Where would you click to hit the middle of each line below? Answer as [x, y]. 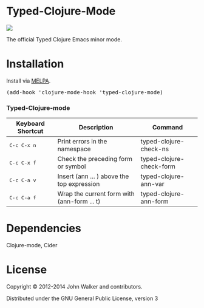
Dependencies [44, 228]
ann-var [152, 184]
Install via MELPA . [29, 81]
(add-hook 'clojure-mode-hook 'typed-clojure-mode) [85, 92]
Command [168, 128]
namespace [74, 149]
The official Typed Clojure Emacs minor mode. [64, 39]
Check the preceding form [95, 159]
